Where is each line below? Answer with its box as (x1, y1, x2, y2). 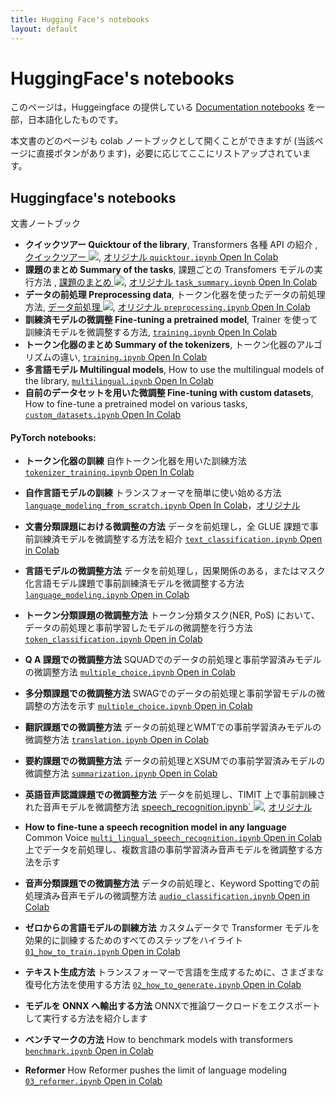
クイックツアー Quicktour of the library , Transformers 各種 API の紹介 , (24, 239, 318, 251)
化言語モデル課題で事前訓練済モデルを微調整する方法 (24, 577, 245, 590)
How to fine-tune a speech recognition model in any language (24, 821, 287, 833)
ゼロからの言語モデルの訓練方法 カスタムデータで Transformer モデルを (24, 922, 320, 934)
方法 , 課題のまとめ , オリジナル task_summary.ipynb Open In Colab (33, 276, 318, 288)
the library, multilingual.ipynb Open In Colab (24, 375, 214, 387)
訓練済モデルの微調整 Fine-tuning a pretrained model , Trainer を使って (24, 314, 318, 326)
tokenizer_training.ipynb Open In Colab (24, 466, 195, 478)
